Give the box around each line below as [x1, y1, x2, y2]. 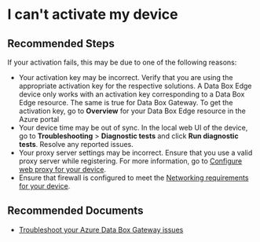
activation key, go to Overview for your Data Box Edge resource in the [18, 106, 247, 115]
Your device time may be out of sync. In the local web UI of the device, [18, 123, 248, 132]
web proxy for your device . [18, 165, 107, 174]
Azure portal [18, 115, 60, 123]
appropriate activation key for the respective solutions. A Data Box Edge [18, 81, 252, 90]
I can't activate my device [7, 5, 178, 24]
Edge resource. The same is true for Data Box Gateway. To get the [18, 98, 233, 107]
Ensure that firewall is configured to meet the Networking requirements [18, 173, 249, 182]
